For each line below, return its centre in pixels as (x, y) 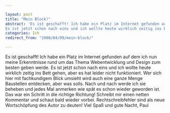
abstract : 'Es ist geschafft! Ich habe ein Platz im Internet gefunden (82, 24)
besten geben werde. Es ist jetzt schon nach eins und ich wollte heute (78, 67)
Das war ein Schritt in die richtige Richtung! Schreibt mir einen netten (77, 95)
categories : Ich (22, 33)
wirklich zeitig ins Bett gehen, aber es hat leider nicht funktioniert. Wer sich (83, 73)
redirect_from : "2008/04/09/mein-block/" (50, 38)
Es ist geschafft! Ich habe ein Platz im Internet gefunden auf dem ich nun (81, 57)
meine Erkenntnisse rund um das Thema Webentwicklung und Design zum (83, 62)
